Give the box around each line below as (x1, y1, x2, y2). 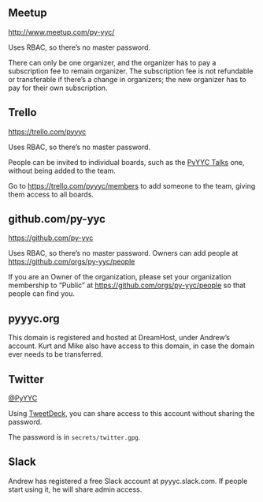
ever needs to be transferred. (8, 350, 104, 359)
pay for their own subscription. (8, 83, 108, 92)
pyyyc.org (8, 312, 60, 325)
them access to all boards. (8, 189, 94, 199)
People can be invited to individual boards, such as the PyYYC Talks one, (8, 157, 246, 167)
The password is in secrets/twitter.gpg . (8, 433, 141, 442)
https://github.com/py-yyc (8, 233, 94, 243)
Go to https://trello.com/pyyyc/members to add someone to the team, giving (8, 181, 256, 190)
